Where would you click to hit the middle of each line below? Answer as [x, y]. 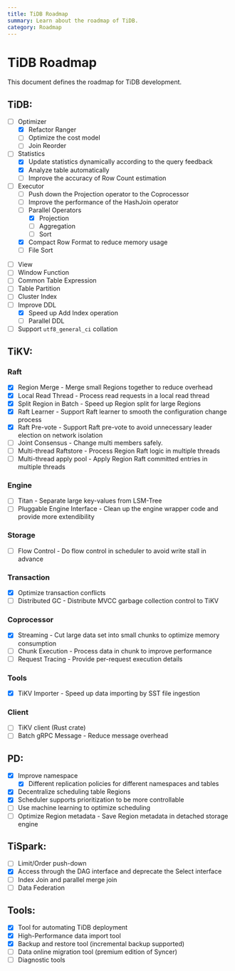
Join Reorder [47, 146]
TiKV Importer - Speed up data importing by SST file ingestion [109, 693]
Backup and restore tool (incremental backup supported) [101, 943]
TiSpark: [27, 846]
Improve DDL [37, 305]
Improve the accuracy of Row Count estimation [97, 178]
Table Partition [39, 288]
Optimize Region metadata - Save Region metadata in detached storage [123, 816]
